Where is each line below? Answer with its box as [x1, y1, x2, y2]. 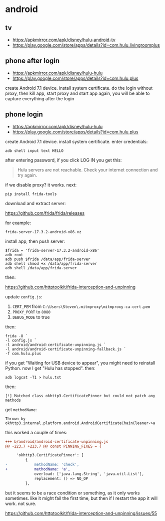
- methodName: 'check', [5, 462, 79, 467]
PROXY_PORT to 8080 [12, 308, 51, 314]
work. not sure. [5, 500, 36, 506]
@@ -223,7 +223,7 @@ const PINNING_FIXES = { [5, 444, 101, 449]
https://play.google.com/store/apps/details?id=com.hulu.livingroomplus [12, 42, 160, 48]
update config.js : [5, 293, 42, 299]
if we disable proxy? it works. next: [5, 182, 77, 188]
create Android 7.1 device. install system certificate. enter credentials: [5, 138, 148, 144]
